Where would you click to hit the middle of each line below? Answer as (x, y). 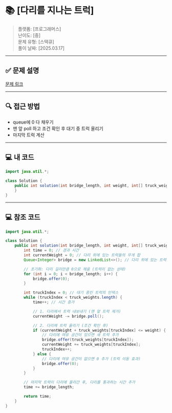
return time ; (38, 397)
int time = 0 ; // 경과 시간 (51, 251)
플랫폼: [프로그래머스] (39, 29)
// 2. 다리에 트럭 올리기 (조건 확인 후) (70, 325)
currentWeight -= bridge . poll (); (68, 316)
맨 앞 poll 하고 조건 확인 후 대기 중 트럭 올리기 (58, 128)
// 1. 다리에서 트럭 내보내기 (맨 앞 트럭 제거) (77, 311)
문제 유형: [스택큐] (36, 42)
